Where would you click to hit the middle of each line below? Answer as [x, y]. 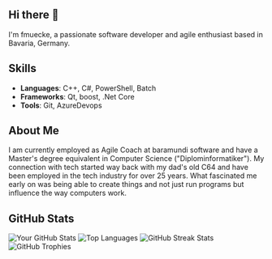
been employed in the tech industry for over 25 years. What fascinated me [133, 176]
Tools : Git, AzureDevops [61, 105]
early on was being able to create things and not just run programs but [126, 185]
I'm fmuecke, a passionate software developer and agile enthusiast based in [136, 34]
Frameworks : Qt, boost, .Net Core [78, 96]
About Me [34, 131]
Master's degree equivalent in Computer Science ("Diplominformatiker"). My [136, 159]
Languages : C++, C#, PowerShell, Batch [88, 88]
